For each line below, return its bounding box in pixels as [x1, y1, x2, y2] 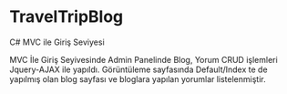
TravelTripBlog [9, 6, 124, 27]
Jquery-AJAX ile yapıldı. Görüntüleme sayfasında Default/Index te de [9, 64, 268, 75]
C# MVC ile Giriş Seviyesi [9, 37, 105, 47]
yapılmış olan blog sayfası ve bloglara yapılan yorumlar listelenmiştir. [9, 73, 266, 84]
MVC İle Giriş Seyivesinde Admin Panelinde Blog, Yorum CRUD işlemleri [9, 54, 278, 65]
